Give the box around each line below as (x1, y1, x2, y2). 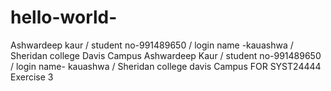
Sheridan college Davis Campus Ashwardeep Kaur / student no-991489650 (10, 49, 322, 61)
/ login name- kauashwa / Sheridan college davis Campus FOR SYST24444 (10, 60, 322, 72)
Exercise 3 (10, 71, 54, 83)
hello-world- (10, 6, 118, 29)
